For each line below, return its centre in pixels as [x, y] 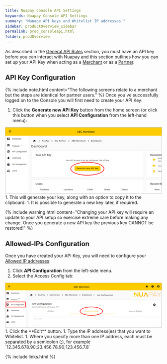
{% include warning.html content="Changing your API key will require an [80, 212]
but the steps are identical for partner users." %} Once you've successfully [82, 95]
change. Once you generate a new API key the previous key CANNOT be [80, 223]
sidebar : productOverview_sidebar [41, 26]
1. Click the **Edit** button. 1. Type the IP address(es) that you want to [78, 331]
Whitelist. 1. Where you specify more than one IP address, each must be [79, 336]
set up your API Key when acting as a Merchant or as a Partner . [70, 62]
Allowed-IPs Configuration [47, 244]
